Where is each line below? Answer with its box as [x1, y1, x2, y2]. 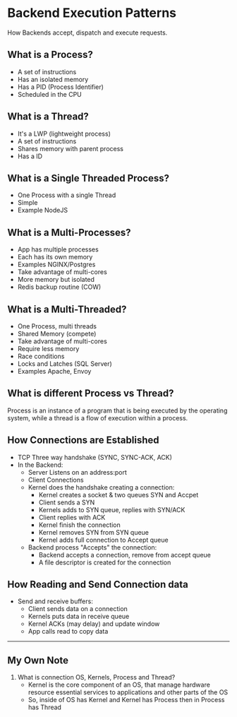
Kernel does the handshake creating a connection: [28, 482, 175, 492]
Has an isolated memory [17, 75, 89, 83]
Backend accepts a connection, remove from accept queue [38, 550, 212, 559]
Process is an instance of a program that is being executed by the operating [7, 406, 228, 415]
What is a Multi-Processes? [7, 226, 132, 238]
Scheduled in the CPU [17, 90, 83, 98]
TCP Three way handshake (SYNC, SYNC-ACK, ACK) [17, 453, 173, 461]
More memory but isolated [17, 275, 95, 284]
